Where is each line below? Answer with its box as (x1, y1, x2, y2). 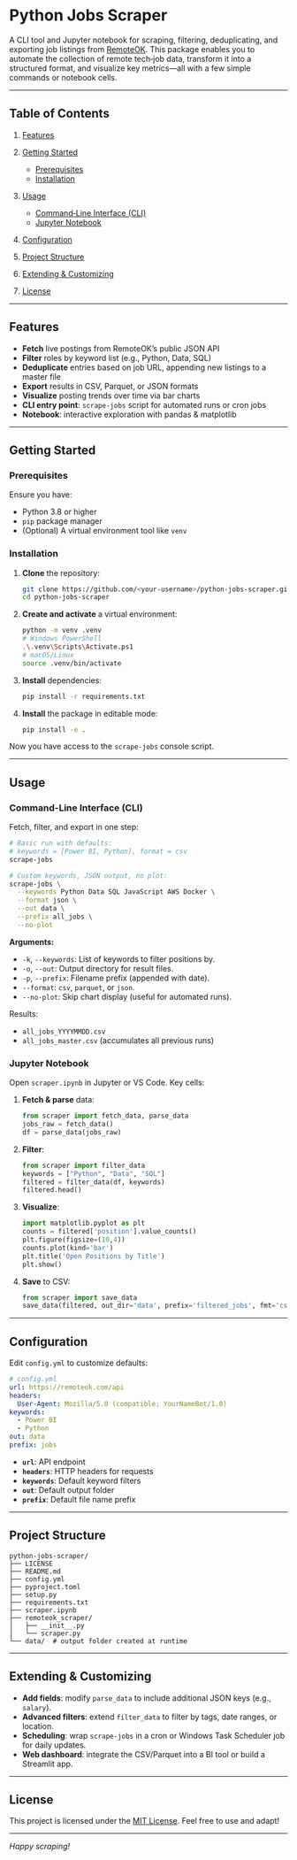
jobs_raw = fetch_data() (21, 1120, 114, 1129)
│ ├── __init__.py (9, 1621, 86, 1630)
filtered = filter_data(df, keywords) (21, 1178, 165, 1187)
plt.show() (21, 1260, 63, 1269)
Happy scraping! (9, 1841, 71, 1852)
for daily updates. (21, 1740, 87, 1750)
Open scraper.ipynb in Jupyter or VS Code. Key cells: (9, 1077, 205, 1088)
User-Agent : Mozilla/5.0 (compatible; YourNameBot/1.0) (17, 1399, 227, 1408)
